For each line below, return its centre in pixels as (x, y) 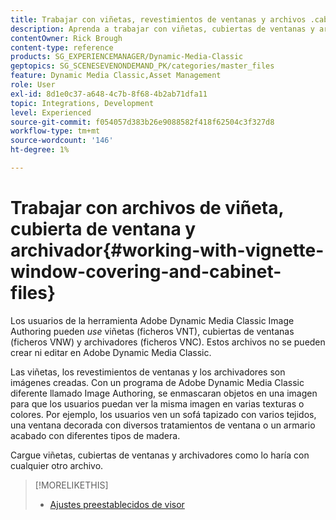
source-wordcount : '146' (62, 141)
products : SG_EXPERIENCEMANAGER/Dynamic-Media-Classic (127, 57)
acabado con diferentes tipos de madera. (95, 435)
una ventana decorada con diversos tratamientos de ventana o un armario (163, 425)
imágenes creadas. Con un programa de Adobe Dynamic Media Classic (157, 382)
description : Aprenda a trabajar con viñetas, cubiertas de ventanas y (162, 29)
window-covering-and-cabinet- (146, 272)
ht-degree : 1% (40, 150)
